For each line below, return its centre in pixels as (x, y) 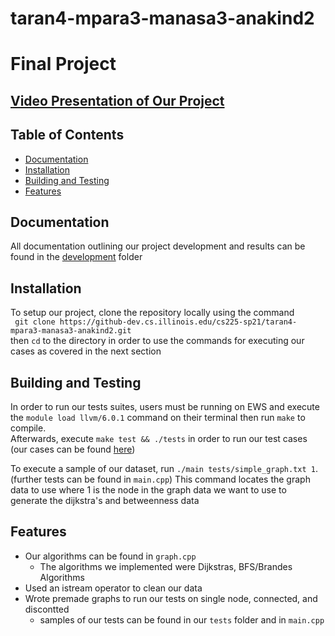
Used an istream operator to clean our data (113, 588)
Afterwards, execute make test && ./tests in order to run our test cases (159, 439)
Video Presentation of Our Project (117, 100)
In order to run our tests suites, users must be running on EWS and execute (165, 407)
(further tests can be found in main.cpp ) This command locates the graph (160, 479)
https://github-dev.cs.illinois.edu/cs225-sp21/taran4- (178, 322)
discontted (47, 609)
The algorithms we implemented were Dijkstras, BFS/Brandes (166, 566)
